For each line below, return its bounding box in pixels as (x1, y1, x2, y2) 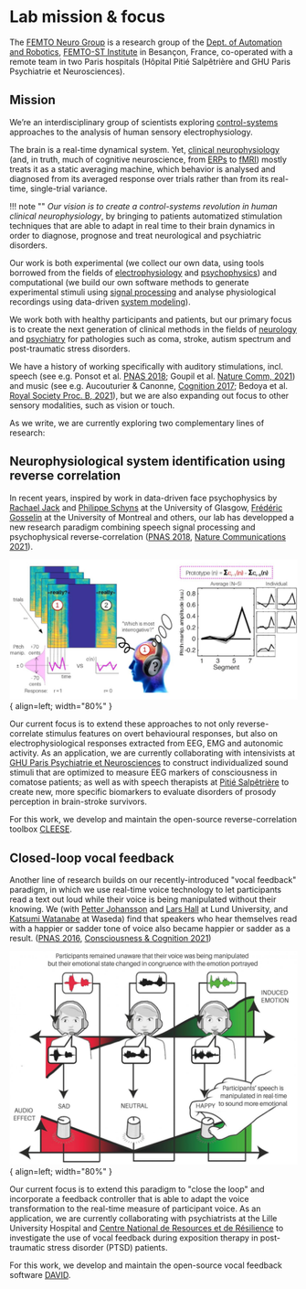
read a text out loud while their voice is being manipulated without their (9, 894, 277, 905)
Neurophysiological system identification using (9, 454, 286, 469)
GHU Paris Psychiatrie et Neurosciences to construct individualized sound (9, 757, 289, 768)
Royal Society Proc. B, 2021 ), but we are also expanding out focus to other (9, 390, 290, 401)
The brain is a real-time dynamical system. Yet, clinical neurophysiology (9, 144, 280, 155)
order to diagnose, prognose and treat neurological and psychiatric (9, 230, 262, 241)
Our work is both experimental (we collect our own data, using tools (9, 257, 265, 268)
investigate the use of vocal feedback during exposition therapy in (9, 1232, 259, 1243)
